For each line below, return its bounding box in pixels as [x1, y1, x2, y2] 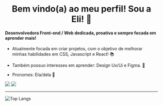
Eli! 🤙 [71, 14, 92, 25]
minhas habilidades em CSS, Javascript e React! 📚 [12, 51, 114, 57]
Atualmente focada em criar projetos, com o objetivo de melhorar [12, 46, 143, 52]
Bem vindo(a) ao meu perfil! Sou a [12, 3, 151, 15]
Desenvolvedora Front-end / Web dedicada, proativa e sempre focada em [5, 30, 156, 36]
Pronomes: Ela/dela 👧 [12, 72, 55, 78]
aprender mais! [5, 35, 36, 41]
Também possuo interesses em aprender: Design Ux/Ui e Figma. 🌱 [12, 62, 146, 68]
